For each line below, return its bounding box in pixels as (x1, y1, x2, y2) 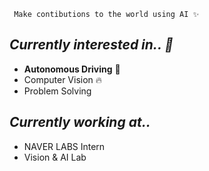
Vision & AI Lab (23, 151, 87, 163)
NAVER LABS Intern (23, 140, 106, 152)
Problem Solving (23, 85, 92, 97)
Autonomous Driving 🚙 (23, 63, 121, 75)
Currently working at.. (9, 114, 151, 131)
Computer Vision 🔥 (23, 73, 103, 85)
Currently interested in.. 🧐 (9, 36, 174, 54)
